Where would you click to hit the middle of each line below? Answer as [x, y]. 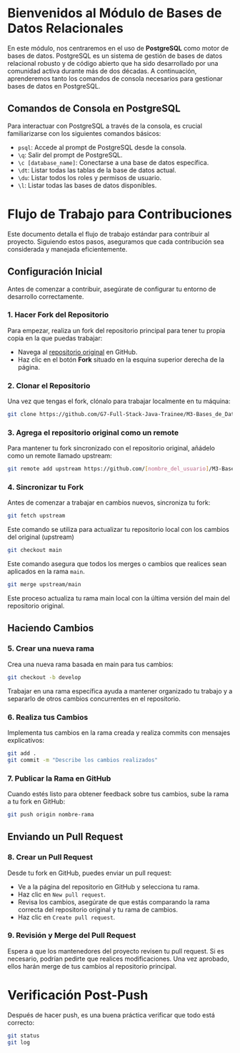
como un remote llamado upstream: [60, 456]
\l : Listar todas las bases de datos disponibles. [87, 185]
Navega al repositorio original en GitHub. [77, 352]
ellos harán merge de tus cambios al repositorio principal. [92, 966]
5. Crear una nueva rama [51, 648]
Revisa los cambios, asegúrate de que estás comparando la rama [114, 901]
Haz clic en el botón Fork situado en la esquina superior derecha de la [121, 360]
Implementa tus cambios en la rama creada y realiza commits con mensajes [119, 732]
